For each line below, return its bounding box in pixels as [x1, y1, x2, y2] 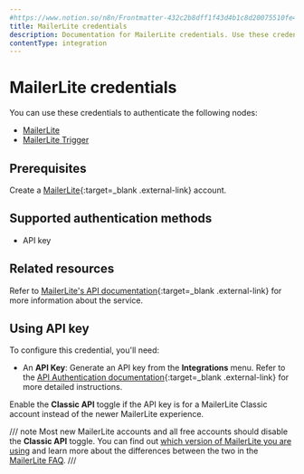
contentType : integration [9, 38, 107, 48]
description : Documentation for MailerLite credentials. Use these [9, 30, 270, 39]
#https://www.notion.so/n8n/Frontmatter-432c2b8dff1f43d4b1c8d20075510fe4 [9, 13, 298, 23]
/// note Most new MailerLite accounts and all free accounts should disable [9, 426, 289, 437]
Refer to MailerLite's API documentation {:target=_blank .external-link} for [9, 285, 282, 296]
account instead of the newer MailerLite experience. [9, 409, 204, 420]
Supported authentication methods [9, 211, 213, 226]
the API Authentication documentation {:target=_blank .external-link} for [22, 372, 290, 383]
